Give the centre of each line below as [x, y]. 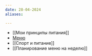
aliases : [14, 14]
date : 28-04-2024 [23, 10]
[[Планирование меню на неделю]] [50, 48]
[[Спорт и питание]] [33, 43]
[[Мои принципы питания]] [41, 32]
